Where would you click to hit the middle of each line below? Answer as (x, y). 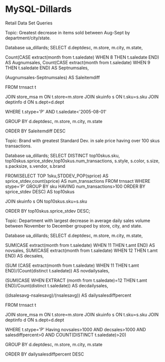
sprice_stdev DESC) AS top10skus (40, 191)
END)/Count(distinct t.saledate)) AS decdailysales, (57, 285)
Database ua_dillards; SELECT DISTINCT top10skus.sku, (63, 155)
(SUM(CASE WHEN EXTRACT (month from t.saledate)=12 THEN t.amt (76, 280)
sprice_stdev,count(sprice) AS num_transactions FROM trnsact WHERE (78, 181)
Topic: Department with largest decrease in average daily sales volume (78, 221)
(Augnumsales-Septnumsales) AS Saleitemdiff (53, 77)
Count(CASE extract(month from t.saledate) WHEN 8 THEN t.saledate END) (82, 57)
